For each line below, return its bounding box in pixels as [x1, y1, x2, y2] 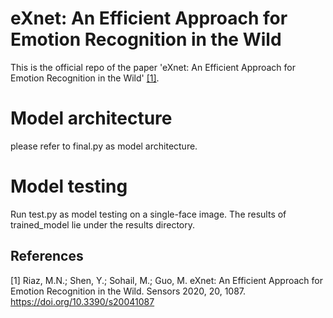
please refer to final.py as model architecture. [10, 140, 198, 152]
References [10, 248, 84, 265]
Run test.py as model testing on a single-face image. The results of [10, 208, 287, 220]
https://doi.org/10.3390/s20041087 [10, 295, 155, 307]
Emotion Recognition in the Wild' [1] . [10, 72, 160, 84]
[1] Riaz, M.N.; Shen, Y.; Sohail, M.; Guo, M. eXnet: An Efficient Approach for [10, 274, 323, 286]
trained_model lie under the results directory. [10, 218, 196, 231]
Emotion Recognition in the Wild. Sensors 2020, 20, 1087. [10, 285, 247, 297]
